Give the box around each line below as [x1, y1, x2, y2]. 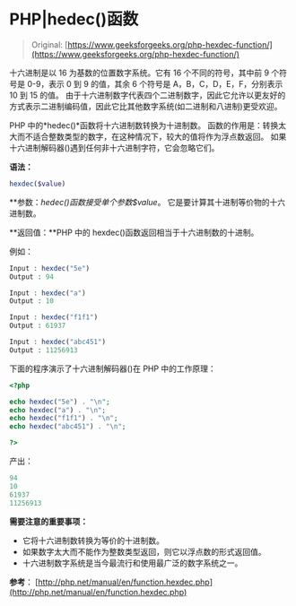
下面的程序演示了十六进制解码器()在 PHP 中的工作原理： [9, 363, 217, 374]
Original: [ [30, 39, 68, 50]
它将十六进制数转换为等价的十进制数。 [22, 535, 164, 546]
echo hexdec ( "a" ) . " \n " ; [9, 405, 106, 414]
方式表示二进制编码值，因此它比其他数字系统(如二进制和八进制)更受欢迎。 [9, 100, 283, 111]
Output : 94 [9, 272, 54, 281]
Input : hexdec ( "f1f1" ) [9, 313, 99, 322]
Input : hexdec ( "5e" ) [9, 264, 91, 273]
